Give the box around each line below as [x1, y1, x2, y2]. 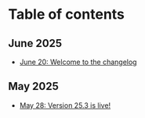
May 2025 [8, 80, 59, 93]
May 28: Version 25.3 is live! [19, 100, 111, 110]
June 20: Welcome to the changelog [19, 57, 137, 66]
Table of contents [8, 5, 125, 23]
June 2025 [8, 37, 63, 50]
